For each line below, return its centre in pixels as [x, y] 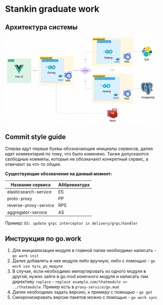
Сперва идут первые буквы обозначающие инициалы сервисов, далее [79, 149]
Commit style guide [35, 137]
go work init [25, 256]
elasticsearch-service [30, 192]
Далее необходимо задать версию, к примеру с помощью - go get [82, 292]
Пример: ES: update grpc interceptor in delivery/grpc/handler [71, 223]
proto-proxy [20, 199]
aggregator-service [27, 212]
